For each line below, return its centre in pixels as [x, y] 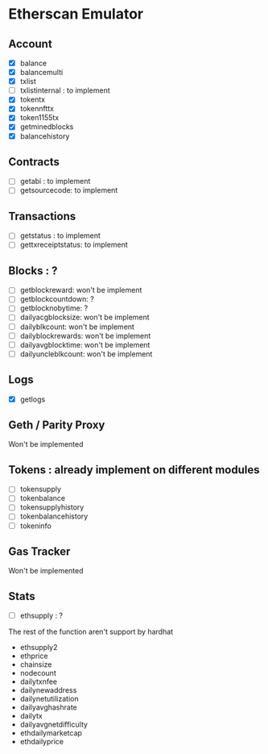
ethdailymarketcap [51, 733]
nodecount [38, 673]
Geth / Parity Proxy [57, 425]
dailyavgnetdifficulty [54, 725]
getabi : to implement [55, 181]
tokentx [33, 100]
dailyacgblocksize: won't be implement [85, 317]
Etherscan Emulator [76, 14]
